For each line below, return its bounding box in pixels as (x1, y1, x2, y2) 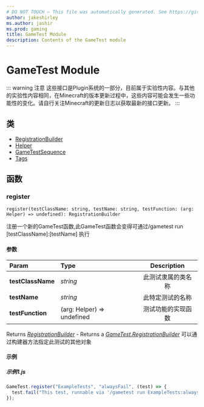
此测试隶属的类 (143, 273, 186, 281)
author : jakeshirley (6, 15, 59, 21)
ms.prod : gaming (6, 26, 47, 32)
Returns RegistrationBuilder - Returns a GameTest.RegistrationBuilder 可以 (6, 330, 192, 338)
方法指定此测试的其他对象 (27, 338, 92, 345)
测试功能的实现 (143, 304, 186, 313)
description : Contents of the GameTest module (6, 37, 126, 43)
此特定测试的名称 (143, 293, 192, 301)
